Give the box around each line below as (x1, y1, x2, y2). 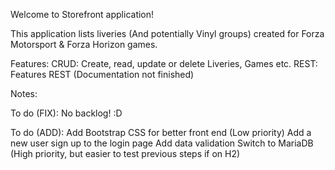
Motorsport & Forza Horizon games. (10, 39, 158, 50)
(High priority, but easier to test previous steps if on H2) (10, 148, 241, 159)
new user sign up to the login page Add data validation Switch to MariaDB (10, 137, 314, 149)
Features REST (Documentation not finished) (10, 69, 195, 80)
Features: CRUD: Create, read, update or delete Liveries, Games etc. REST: (10, 58, 318, 69)
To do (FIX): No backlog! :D (10, 107, 123, 119)
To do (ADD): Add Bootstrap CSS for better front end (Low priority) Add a (10, 127, 312, 138)
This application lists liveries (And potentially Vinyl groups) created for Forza (10, 28, 325, 39)
